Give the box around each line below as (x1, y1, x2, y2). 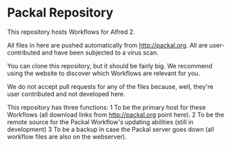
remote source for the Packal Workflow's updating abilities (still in (7, 117, 194, 126)
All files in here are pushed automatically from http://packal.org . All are (7, 41, 208, 49)
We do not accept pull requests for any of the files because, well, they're (7, 82, 214, 90)
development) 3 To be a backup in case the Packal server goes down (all (7, 125, 214, 133)
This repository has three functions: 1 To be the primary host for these (7, 103, 206, 111)
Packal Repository (7, 5, 114, 21)
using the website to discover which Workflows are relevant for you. (7, 69, 201, 77)
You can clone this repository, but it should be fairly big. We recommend (7, 61, 212, 70)
